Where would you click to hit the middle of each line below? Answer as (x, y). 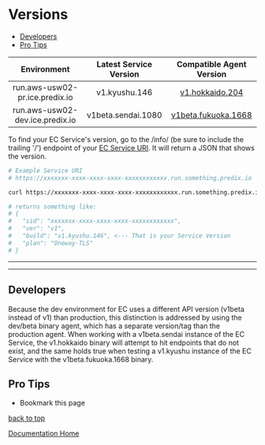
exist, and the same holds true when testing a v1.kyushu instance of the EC (130, 351)
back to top (27, 418)
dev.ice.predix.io (45, 120)
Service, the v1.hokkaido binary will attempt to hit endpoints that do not (123, 342)
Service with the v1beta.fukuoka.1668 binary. (81, 359)
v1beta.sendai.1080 (124, 114)
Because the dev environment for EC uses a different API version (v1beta (126, 309)
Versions (38, 15)
